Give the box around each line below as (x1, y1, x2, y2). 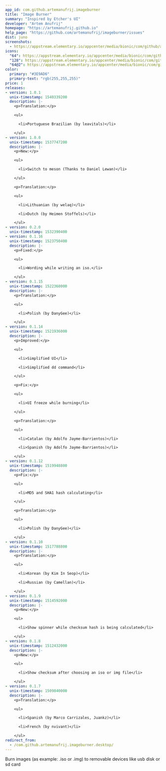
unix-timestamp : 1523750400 (9, 238, 68, 244)
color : (5, 67, 19, 72)
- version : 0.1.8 (5, 639, 41, 643)
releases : (5, 85, 26, 90)
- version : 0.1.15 (5, 279, 43, 284)
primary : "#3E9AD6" (9, 72, 50, 77)
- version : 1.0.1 (5, 90, 41, 95)
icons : (5, 48, 19, 53)
